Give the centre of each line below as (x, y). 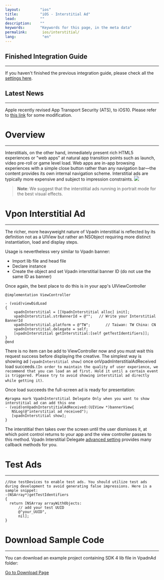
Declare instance (29, 266)
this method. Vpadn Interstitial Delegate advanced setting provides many (78, 439)
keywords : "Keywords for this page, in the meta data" (69, 28)
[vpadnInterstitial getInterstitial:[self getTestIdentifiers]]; (82, 333)
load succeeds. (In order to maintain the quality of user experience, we (82, 367)
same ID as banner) (32, 277)
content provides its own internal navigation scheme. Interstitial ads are (77, 173)
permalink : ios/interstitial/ (42, 32)
